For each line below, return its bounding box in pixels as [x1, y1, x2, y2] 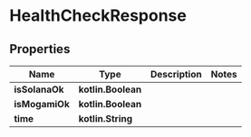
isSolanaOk [14, 83, 65, 96]
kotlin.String [78, 113, 133, 124]
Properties [9, 41, 71, 57]
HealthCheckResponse [9, 5, 188, 26]
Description [150, 68, 202, 80]
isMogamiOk [14, 98, 70, 110]
